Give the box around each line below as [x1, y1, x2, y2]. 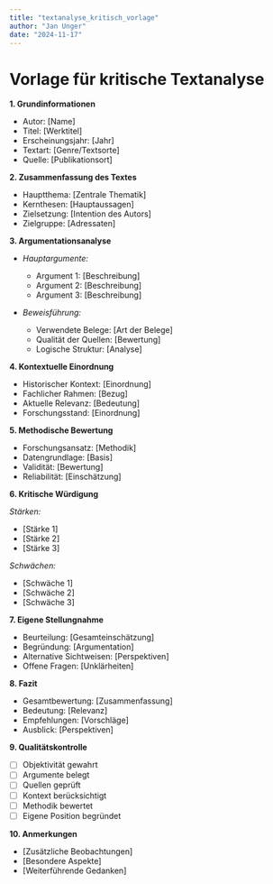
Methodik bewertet [22, 800, 93, 811]
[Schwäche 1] [22, 578, 74, 589]
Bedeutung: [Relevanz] [22, 705, 108, 716]
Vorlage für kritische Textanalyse [9, 69, 265, 89]
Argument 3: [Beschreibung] [35, 290, 142, 300]
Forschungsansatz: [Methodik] [22, 443, 137, 454]
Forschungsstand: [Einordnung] [22, 408, 141, 419]
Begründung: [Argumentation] [22, 641, 134, 652]
